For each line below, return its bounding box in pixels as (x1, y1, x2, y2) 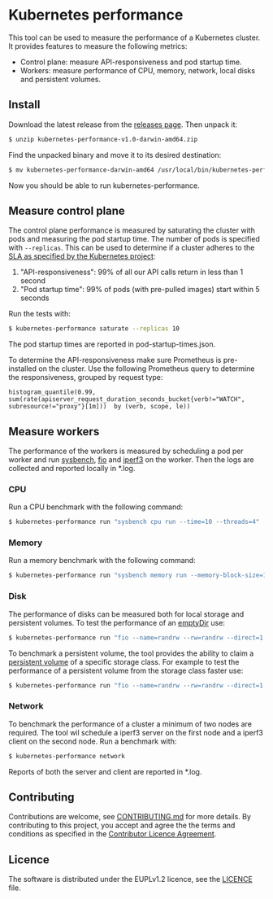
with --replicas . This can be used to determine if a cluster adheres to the (8, 242, 255, 253)
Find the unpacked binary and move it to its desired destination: (8, 150, 222, 159)
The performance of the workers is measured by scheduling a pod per (8, 446, 244, 456)
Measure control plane (8, 203, 126, 217)
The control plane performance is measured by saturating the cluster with (8, 225, 256, 235)
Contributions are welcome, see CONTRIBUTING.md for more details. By (8, 812, 252, 822)
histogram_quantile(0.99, (8, 388, 96, 396)
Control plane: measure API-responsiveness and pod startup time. (19, 57, 242, 67)
